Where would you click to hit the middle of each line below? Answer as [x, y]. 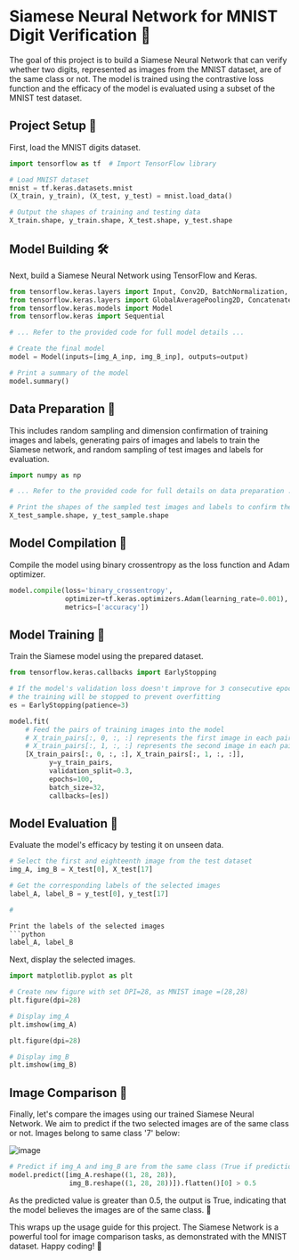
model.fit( [29, 721]
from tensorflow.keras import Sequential [87, 317]
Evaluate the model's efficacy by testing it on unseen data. [117, 845]
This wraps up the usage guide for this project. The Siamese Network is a [144, 1227]
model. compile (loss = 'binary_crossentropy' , [91, 590]
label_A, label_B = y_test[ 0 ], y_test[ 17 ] [89, 894]
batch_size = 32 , [77, 787]
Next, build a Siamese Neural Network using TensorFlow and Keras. [133, 275]
